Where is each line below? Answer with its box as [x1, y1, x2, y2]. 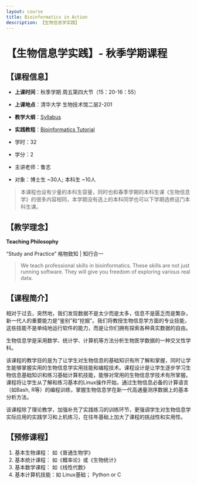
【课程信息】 [6, 72, 53, 82]
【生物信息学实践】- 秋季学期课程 [6, 46, 168, 60]
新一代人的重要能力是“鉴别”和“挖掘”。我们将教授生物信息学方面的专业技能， [6, 317, 190, 324]
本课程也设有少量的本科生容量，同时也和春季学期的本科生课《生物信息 [20, 189, 191, 196]
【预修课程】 [6, 432, 53, 442]
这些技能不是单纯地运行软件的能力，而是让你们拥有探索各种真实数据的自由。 [6, 325, 191, 331]
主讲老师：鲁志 [14, 163, 51, 171]
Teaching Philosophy [6, 238, 59, 245]
